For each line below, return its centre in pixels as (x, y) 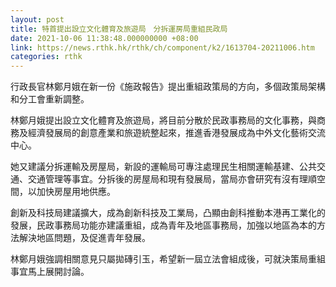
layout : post (37, 19)
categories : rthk (46, 57)
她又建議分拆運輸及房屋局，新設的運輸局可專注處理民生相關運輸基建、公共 (163, 167)
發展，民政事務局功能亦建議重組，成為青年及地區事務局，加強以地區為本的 (163, 225)
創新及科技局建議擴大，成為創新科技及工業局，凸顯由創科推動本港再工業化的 (168, 213)
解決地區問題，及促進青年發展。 (84, 238)
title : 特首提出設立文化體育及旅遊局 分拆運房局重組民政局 (119, 29)
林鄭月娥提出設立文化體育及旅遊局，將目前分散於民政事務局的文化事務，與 (163, 120)
